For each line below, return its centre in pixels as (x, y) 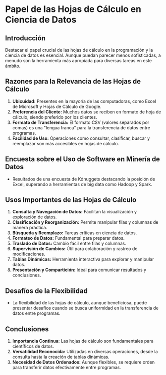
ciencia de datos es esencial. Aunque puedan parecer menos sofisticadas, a (83, 55)
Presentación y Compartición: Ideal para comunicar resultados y (79, 270)
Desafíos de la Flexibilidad (46, 291)
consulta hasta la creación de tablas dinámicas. (61, 357)
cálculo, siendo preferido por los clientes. (55, 117)
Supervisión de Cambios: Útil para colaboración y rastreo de (75, 249)
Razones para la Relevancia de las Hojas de (73, 81)
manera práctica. (30, 228)
